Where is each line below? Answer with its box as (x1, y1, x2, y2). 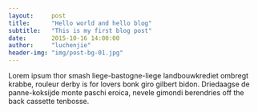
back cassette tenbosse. (8, 97, 90, 106)
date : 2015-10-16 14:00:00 (8, 34, 120, 42)
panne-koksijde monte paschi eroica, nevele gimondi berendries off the (8, 88, 244, 97)
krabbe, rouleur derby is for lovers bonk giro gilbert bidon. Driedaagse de (8, 79, 250, 89)
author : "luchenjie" (8, 42, 91, 50)
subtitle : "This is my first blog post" (8, 26, 152, 34)
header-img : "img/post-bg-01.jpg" (8, 49, 124, 57)
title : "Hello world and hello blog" (8, 19, 152, 27)
